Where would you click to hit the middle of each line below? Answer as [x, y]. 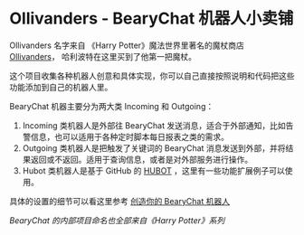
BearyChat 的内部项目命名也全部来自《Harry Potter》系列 [117, 220]
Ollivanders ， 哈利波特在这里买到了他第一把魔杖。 [103, 56]
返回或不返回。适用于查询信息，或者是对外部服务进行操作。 [142, 159]
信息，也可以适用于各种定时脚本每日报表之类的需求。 [129, 136]
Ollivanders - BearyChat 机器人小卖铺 [152, 19]
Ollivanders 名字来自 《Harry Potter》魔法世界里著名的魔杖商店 [127, 45]
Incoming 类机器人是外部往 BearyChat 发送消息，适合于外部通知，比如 [154, 125]
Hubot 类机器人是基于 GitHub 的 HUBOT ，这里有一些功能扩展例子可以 [153, 170]
